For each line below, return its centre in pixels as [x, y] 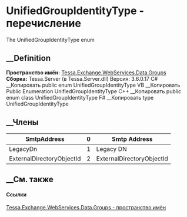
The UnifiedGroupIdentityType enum [51, 40]
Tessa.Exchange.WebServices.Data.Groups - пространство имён [86, 208]
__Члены [22, 122]
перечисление [44, 23]
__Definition [29, 58]
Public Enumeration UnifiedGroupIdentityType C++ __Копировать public [94, 91]
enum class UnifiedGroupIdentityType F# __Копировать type [80, 97]
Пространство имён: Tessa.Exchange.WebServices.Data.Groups [86, 73]
